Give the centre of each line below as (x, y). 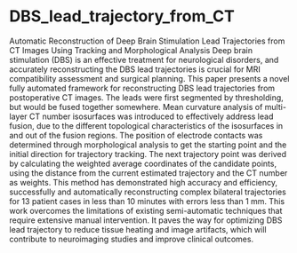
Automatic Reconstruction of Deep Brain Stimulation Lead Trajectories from (147, 41)
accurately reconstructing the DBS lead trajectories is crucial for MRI (135, 69)
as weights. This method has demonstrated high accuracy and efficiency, (144, 182)
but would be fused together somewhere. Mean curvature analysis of (136, 107)
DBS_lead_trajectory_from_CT (122, 16)
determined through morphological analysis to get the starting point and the (148, 145)
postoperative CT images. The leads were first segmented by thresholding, (147, 97)
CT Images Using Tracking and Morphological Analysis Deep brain (131, 50)
